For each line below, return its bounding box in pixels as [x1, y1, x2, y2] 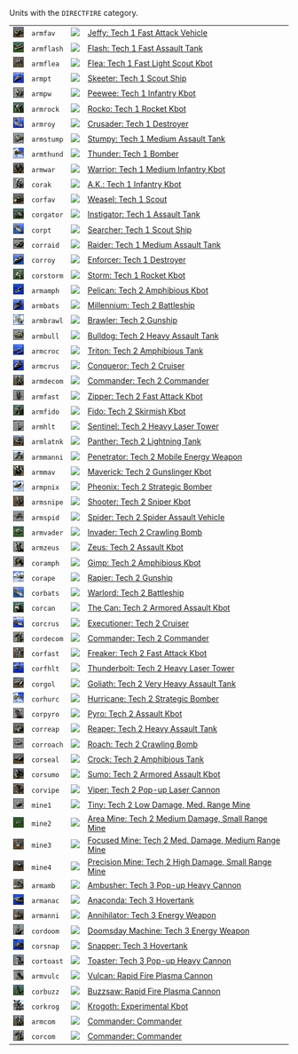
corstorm [31, 271, 64, 281]
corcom [31, 1033, 56, 1042]
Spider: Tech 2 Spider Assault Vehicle [87, 511, 225, 522]
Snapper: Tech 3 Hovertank [87, 940, 188, 951]
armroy [31, 120, 56, 129]
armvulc [31, 972, 60, 981]
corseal [31, 756, 60, 765]
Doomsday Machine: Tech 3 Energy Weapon [87, 925, 250, 936]
